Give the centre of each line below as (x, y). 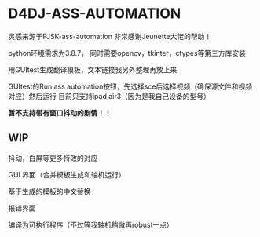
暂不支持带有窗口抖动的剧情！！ (60, 113)
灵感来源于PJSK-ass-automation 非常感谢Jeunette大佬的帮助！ (110, 36)
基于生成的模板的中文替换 (49, 191)
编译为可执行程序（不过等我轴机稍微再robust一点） (91, 224)
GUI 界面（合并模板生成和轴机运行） (67, 174)
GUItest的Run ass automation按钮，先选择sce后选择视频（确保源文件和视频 (130, 86)
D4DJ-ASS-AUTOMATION (95, 14)
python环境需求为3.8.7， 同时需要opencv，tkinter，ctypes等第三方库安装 (127, 53)
